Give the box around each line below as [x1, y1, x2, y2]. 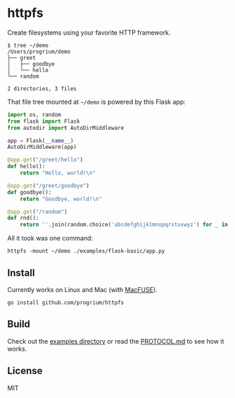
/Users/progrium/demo [7, 48, 71, 55]
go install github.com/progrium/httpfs [7, 299, 125, 306]
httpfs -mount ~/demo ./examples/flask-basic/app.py [7, 248, 165, 255]
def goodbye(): [7, 188, 52, 195]
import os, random [7, 111, 61, 118]
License [7, 365, 43, 377]
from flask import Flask [7, 118, 80, 125]
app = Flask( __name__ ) [7, 137, 74, 144]
